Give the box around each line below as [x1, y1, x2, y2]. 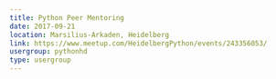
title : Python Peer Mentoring [9, 13, 125, 23]
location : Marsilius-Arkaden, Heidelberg [9, 30, 170, 39]
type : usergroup [9, 55, 71, 64]
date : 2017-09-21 [9, 22, 76, 31]
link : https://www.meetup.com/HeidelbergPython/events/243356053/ [9, 38, 268, 48]
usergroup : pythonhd [9, 47, 89, 56]
